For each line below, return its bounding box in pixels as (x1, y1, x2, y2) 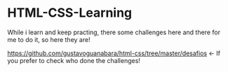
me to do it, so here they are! (7, 35, 90, 43)
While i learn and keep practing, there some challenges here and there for (7, 28, 221, 36)
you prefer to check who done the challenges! (7, 56, 140, 64)
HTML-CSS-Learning (7, 5, 133, 21)
